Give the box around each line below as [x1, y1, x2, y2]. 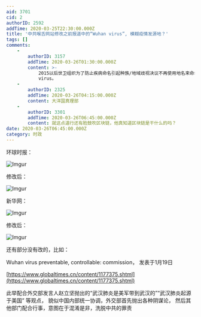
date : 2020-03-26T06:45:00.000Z [6, 126, 87, 132]
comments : [6, 43, 31, 49]
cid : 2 [6, 14, 23, 20]
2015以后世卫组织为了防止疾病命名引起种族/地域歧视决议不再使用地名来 [38, 70, 190, 76]
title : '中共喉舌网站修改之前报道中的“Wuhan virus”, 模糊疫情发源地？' [6, 31, 169, 37]
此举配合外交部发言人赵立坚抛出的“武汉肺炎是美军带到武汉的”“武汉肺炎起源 [6, 289, 191, 297]
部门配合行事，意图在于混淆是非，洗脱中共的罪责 [11, 304, 132, 312]
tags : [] [6, 37, 28, 43]
